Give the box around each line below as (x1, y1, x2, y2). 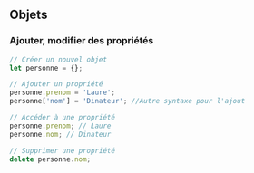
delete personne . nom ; (9, 154, 92, 164)
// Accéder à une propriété (9, 113, 116, 122)
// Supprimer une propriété (9, 146, 116, 155)
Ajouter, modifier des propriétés (9, 34, 154, 47)
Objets (9, 7, 48, 23)
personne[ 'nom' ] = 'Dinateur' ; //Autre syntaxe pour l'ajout (9, 97, 246, 106)
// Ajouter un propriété (9, 80, 103, 89)
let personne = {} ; (9, 63, 83, 72)
